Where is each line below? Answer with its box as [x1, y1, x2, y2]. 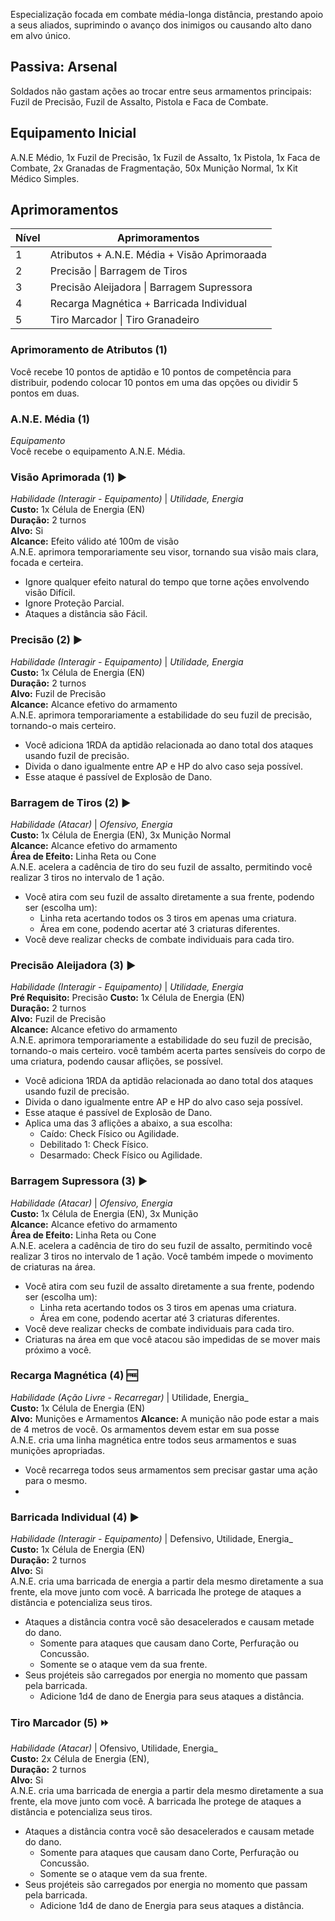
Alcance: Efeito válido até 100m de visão [10, 535, 180, 548]
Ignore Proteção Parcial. [24, 597, 125, 609]
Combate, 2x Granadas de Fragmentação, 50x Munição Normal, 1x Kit [10, 162, 298, 174]
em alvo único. [10, 30, 71, 41]
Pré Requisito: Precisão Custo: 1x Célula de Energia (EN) [10, 992, 245, 1004]
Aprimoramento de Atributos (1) [10, 343, 168, 357]
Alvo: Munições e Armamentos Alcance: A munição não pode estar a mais [10, 1412, 320, 1424]
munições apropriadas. [10, 1444, 106, 1456]
